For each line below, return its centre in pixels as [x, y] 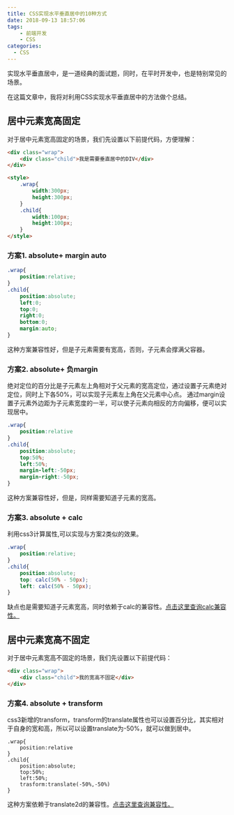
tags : [15, 27]
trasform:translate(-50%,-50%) [65, 785]
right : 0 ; [32, 316]
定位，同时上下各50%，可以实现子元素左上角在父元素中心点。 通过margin [113, 394]
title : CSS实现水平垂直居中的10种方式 [57, 14]
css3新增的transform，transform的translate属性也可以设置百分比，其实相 [112, 720]
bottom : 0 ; [34, 322]
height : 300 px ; [53, 197]
